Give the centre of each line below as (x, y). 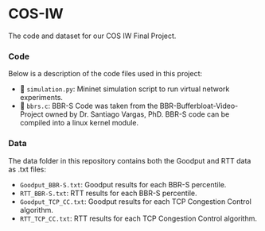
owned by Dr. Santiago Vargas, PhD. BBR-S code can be (137, 114)
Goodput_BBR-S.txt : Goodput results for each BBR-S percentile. (123, 184)
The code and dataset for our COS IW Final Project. (92, 36)
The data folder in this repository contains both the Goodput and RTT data (130, 160)
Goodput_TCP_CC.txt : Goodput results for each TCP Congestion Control (136, 201)
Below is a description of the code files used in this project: (105, 74)
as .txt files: (27, 169)
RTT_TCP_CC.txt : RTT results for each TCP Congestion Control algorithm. (138, 218)
